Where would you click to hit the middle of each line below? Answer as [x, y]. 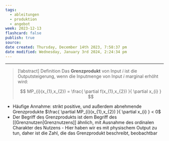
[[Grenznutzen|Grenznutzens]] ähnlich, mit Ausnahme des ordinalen [83, 122]
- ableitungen [24, 15]
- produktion [23, 19]
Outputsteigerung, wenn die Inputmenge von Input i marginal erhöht [88, 76]
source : [13, 43]
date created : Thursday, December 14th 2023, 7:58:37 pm [66, 47]
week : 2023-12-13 [23, 29]
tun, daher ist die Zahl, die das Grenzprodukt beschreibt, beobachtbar [85, 133]
